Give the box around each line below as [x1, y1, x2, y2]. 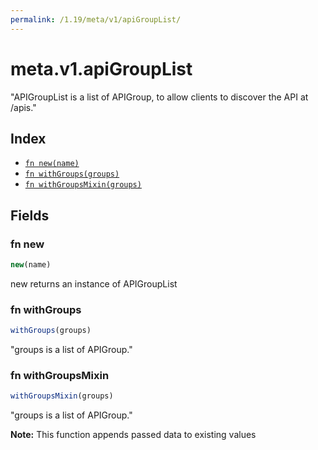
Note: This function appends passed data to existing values [10, 429, 257, 441]
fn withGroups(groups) [24, 169, 120, 180]
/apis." [10, 101, 37, 113]
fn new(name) [24, 159, 80, 169]
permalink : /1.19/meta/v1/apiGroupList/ [10, 14, 182, 25]
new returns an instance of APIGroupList [10, 277, 178, 290]
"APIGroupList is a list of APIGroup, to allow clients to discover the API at [10, 91, 309, 103]
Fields [10, 207, 50, 224]
